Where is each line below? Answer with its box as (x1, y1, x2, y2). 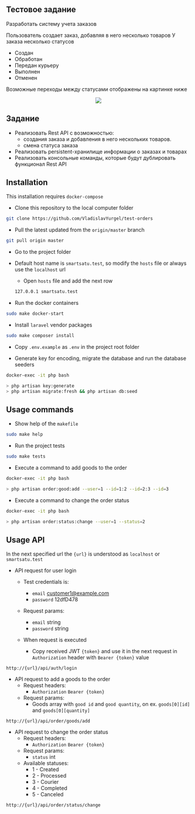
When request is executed (23, 637, 87, 644)
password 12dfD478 (32, 596, 78, 603)
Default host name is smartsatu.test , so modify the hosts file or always (14, 260, 187, 267)
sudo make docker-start (6, 311, 64, 317)
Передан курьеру (14, 62, 59, 69)
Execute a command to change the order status (14, 496, 130, 504)
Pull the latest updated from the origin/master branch (14, 226, 145, 234)
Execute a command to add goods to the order (14, 464, 128, 471)
